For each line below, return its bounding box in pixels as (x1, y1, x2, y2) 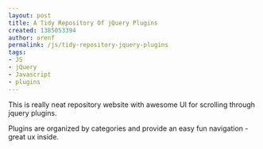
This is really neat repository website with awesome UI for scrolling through (8, 100, 256, 109)
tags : (8, 48, 26, 56)
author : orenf (8, 33, 56, 42)
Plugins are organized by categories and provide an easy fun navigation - (8, 124, 249, 133)
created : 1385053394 (8, 26, 77, 34)
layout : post (8, 11, 52, 20)
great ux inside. (8, 132, 60, 141)
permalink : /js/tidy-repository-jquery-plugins (8, 41, 169, 49)
